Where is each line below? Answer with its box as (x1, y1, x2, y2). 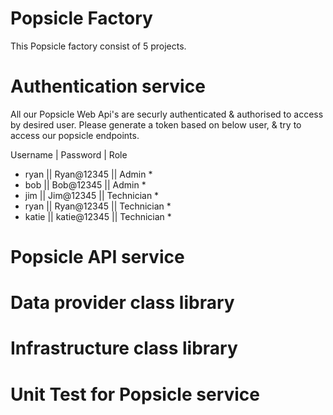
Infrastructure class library (10, 337, 238, 360)
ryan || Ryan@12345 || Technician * (24, 200, 172, 212)
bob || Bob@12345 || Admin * (24, 178, 147, 191)
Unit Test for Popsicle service (10, 383, 260, 406)
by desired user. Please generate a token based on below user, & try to (10, 118, 302, 131)
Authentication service (10, 75, 206, 98)
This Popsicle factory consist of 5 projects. (10, 40, 187, 52)
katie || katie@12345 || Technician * (24, 210, 172, 222)
